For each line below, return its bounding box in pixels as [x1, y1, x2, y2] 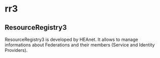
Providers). [5, 47, 28, 53]
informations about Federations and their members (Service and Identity [5, 42, 155, 48]
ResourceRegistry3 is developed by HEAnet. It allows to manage [5, 36, 138, 42]
